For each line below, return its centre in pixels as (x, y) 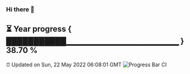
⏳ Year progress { (39, 29)
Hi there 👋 (21, 9)
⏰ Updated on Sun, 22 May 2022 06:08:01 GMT (64, 65)
